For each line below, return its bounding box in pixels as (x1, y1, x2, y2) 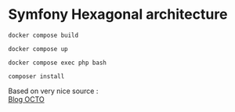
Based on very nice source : (8, 86, 99, 96)
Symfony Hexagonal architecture (8, 5, 228, 23)
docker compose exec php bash (8, 59, 107, 67)
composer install (8, 72, 65, 80)
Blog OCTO (8, 94, 45, 103)
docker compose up (8, 45, 68, 52)
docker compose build (8, 31, 79, 39)
